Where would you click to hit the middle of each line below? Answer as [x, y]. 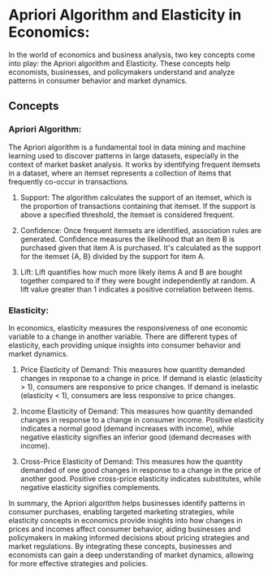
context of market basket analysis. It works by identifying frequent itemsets [135, 164]
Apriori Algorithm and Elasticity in [125, 15]
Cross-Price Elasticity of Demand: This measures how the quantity [132, 461]
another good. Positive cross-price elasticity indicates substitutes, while [140, 479]
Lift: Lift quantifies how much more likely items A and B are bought [131, 272]
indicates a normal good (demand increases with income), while [127, 428]
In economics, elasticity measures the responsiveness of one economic [128, 327]
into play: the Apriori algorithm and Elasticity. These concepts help [119, 63]
